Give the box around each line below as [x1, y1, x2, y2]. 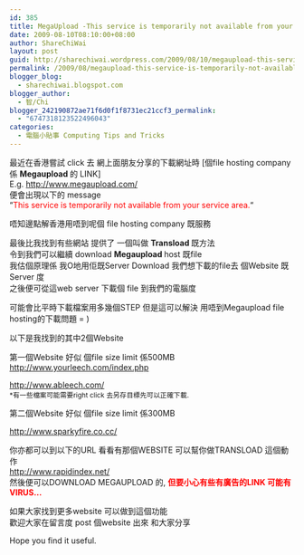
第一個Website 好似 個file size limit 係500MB [9, 351, 176, 362]
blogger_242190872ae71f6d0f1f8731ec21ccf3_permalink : [9, 106, 217, 115]
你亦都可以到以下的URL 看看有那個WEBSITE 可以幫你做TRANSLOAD [9, 445, 263, 455]
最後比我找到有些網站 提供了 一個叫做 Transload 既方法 [9, 237, 215, 248]
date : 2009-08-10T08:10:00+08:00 [9, 30, 136, 39]
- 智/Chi [17, 97, 50, 107]
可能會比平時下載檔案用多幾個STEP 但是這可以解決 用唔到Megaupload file [9, 301, 285, 312]
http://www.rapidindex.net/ [9, 465, 110, 476]
